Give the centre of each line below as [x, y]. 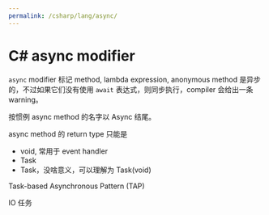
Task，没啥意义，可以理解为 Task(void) [85, 170]
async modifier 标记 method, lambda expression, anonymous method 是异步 [134, 79]
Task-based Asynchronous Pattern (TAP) [77, 186]
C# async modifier [72, 55]
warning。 [26, 99]
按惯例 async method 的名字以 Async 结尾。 [82, 116]
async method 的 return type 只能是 [68, 133]
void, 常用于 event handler [64, 151]
